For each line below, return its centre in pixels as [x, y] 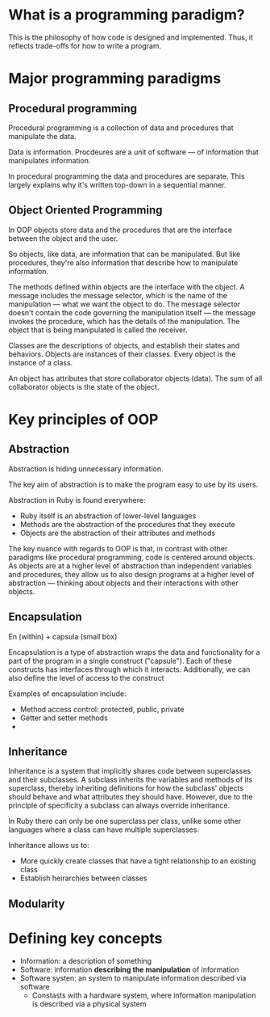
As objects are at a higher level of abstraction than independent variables [130, 565]
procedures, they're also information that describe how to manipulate [123, 262]
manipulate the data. [42, 136]
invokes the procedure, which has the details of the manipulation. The [124, 321]
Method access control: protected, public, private [102, 709]
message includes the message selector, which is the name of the [118, 295]
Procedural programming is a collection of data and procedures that [121, 128]
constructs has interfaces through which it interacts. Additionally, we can [129, 669]
